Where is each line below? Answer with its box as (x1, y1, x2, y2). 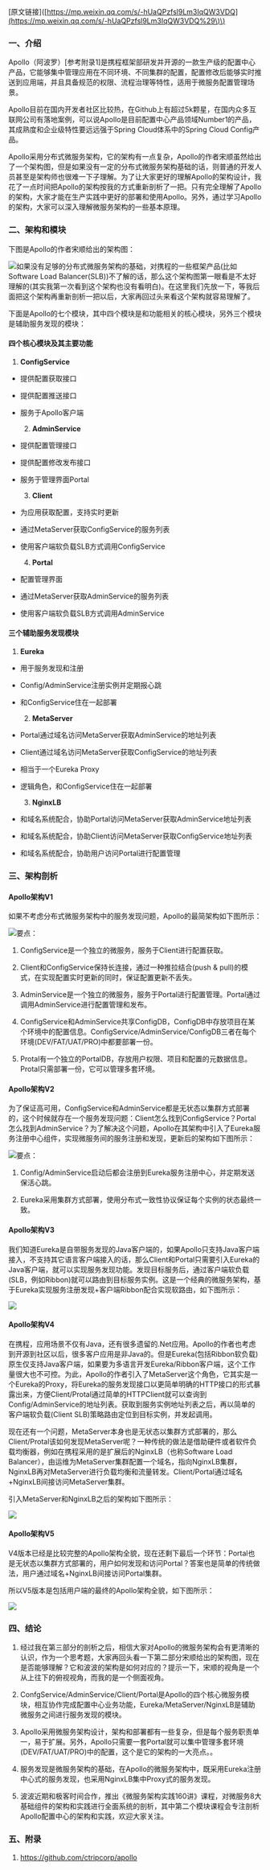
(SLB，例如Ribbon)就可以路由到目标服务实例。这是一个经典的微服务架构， (8, 1275, 255, 1284)
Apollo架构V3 (8, 1225, 55, 1234)
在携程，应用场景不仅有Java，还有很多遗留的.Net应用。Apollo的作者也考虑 (8, 1339, 256, 1349)
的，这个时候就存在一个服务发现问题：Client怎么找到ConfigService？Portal (8, 1114, 256, 1123)
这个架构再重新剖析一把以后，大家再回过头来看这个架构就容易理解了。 (22, 291, 255, 301)
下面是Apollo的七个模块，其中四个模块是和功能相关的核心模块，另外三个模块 (8, 308, 262, 318)
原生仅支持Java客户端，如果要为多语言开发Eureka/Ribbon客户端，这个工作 (8, 1359, 256, 1369)
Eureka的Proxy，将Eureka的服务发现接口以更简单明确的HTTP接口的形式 (14, 1379, 254, 1389)
